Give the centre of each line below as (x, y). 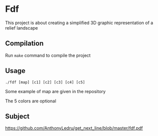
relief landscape (22, 28)
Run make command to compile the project (48, 55)
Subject (17, 116)
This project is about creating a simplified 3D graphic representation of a (79, 23)
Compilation (24, 44)
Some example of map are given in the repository (55, 91)
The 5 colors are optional (31, 101)
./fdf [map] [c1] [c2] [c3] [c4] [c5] (45, 82)
